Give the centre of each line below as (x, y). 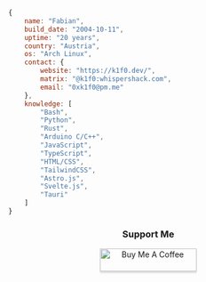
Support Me (148, 234)
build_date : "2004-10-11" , (74, 29)
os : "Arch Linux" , (58, 54)
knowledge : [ (48, 104)
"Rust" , (54, 129)
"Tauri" (54, 195)
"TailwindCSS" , (68, 170)
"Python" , (58, 120)
